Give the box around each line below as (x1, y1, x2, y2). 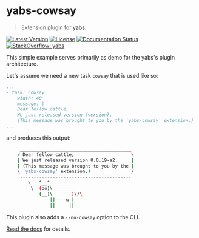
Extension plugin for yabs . (21, 24, 87, 31)
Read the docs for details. (6, 225, 71, 233)
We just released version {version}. (17, 112, 113, 118)
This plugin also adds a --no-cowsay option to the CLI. (6, 213, 140, 220)
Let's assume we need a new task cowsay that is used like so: (6, 72, 159, 79)
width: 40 (17, 95, 42, 101)
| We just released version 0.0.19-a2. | (17, 157, 135, 163)
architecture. (6, 60, 38, 67)
